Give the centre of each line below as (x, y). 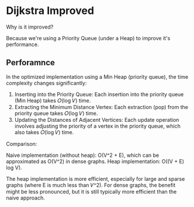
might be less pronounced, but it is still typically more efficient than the (91, 191)
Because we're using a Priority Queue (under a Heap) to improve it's (88, 38)
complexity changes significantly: (46, 83)
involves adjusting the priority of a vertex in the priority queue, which (98, 126)
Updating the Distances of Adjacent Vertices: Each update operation (97, 120)
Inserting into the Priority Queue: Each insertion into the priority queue (99, 94)
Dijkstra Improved (50, 11)
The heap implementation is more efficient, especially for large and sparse (96, 178)
